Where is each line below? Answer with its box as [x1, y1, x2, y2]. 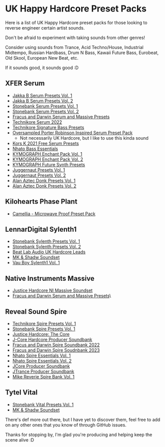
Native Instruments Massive [5, 274, 95, 283]
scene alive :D [5, 436, 34, 443]
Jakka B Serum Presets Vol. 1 [12, 92, 72, 98]
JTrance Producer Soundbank [12, 368, 75, 374]
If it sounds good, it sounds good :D [5, 65, 79, 71]
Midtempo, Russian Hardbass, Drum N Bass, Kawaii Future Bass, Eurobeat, [5, 50, 159, 56]
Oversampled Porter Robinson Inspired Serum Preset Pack [12, 130, 133, 136]
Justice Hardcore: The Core [12, 331, 70, 337]
